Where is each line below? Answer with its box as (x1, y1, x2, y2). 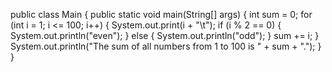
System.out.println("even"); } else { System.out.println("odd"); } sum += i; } (10, 30, 320, 41)
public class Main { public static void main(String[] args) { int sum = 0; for (10, 9, 313, 20)
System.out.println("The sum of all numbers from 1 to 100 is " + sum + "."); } (10, 40, 322, 52)
